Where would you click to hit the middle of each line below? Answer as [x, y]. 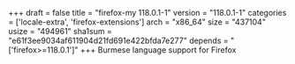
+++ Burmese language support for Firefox [158, 50]
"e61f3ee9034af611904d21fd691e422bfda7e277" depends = [118, 40]
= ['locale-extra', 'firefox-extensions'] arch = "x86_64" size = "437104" [137, 22]
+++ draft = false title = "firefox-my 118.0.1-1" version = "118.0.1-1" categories [147, 13]
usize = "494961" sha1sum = [60, 31]
